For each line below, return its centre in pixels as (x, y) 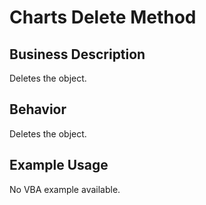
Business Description (77, 54)
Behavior (38, 109)
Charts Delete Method (103, 17)
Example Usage (59, 165)
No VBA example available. (65, 189)
